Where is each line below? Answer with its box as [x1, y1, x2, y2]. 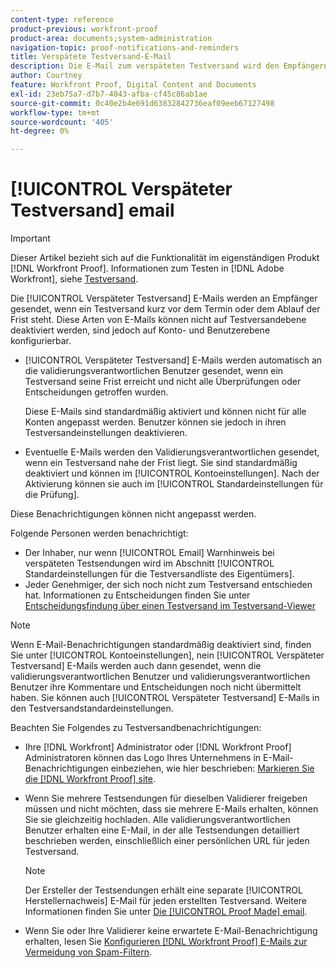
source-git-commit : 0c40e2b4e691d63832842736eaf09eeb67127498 [10, 98, 275, 108]
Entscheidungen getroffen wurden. [24, 386, 169, 398]
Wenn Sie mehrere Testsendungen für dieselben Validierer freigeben [24, 792, 308, 805]
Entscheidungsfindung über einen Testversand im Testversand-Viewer [24, 600, 316, 612]
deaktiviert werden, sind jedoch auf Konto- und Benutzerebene [10, 324, 271, 336]
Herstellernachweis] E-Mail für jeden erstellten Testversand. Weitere [24, 895, 308, 907]
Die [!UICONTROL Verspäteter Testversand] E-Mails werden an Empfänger [10, 292, 318, 305]
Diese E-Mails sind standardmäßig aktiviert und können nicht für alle [24, 406, 307, 418]
